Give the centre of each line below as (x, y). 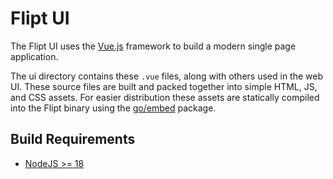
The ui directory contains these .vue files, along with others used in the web (166, 76)
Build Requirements (73, 139)
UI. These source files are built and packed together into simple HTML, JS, (164, 86)
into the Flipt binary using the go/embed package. (113, 108)
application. (34, 56)
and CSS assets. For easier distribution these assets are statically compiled (165, 97)
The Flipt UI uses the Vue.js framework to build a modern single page (153, 46)
